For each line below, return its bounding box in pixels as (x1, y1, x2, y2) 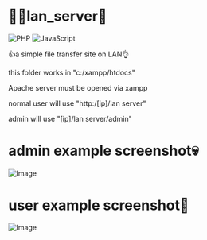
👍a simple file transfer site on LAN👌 (8, 49, 130, 59)
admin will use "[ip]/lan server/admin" (8, 114, 133, 123)
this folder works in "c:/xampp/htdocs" (8, 68, 135, 77)
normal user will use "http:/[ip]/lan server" (8, 99, 146, 108)
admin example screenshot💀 (8, 142, 199, 160)
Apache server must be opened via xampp (8, 83, 148, 92)
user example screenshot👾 (8, 196, 189, 215)
